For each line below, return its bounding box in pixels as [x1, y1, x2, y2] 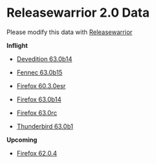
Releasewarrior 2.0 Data [6, 5, 150, 21]
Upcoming [6, 136, 38, 144]
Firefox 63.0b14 [16, 95, 62, 104]
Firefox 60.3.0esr [16, 81, 66, 90]
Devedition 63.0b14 [16, 54, 72, 63]
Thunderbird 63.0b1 [16, 122, 74, 130]
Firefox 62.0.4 [16, 149, 57, 157]
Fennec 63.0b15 [16, 68, 63, 76]
